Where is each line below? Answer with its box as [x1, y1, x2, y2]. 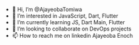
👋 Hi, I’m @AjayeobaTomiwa [12, 6, 83, 13]
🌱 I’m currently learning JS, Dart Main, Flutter [12, 19, 126, 26]
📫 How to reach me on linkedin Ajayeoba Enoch [12, 32, 134, 39]
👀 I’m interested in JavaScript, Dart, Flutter [12, 12, 118, 19]
